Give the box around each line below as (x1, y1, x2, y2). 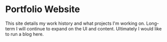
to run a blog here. (5, 31, 44, 37)
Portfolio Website (5, 4, 80, 15)
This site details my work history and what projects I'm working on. (5, 20, 146, 26)
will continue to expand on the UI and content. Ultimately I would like (18, 25, 162, 31)
